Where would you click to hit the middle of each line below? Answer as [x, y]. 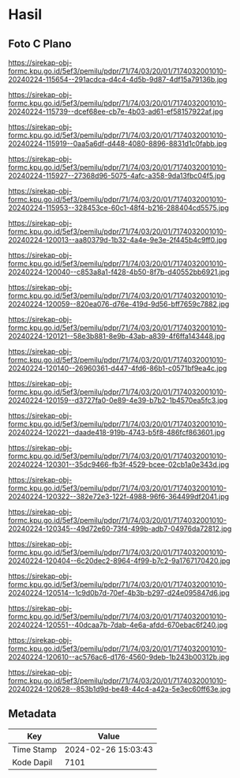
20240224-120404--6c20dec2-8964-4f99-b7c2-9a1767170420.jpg [119, 561]
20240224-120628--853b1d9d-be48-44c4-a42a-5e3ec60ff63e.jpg [120, 689]
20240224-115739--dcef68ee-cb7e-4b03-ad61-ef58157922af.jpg [116, 111]
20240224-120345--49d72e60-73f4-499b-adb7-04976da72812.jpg [120, 528]
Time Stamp [35, 750]
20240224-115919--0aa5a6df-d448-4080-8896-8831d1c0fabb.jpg [118, 143]
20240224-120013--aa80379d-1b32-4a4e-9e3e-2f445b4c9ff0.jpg [118, 240]
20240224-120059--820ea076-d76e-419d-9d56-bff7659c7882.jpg [119, 304]
